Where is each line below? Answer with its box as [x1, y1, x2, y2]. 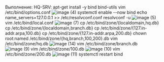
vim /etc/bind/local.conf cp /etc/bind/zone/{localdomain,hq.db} [5, 20, 159, 26]
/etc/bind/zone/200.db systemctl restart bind [5, 51, 123, 57]
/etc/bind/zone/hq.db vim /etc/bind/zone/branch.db [5, 41, 138, 46]
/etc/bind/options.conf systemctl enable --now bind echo [5, 9, 147, 15]
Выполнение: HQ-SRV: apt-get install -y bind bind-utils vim [5, 4, 126, 10]
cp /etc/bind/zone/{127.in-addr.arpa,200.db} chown [42, 31, 147, 36]
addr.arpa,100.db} [5, 31, 41, 36]
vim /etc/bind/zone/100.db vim [31, 46, 120, 52]
